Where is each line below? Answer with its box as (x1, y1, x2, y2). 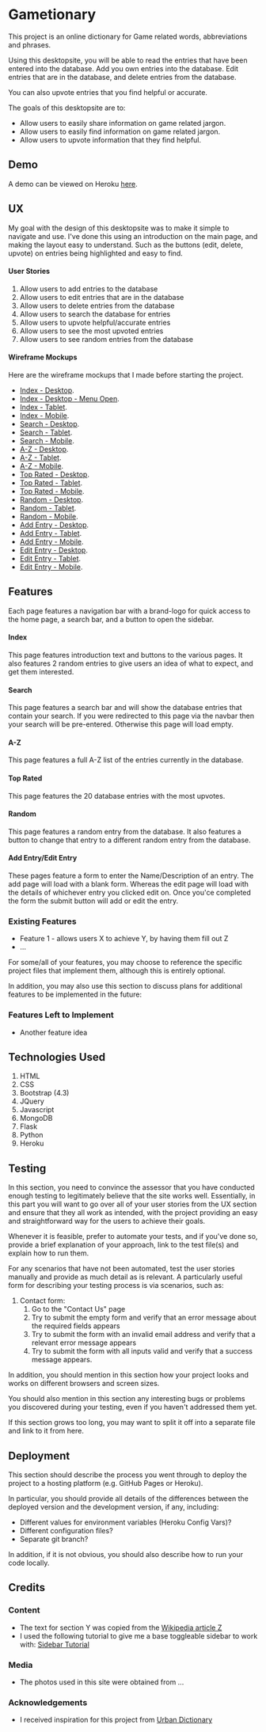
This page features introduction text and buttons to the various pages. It (8, 650, 243, 659)
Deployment (8, 1449, 70, 1462)
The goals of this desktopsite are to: (8, 103, 126, 112)
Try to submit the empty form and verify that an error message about (31, 1312, 257, 1323)
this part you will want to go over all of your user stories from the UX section (8, 1199, 257, 1209)
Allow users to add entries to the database (19, 283, 158, 294)
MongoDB (19, 1114, 53, 1123)
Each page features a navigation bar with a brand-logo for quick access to (8, 606, 251, 615)
